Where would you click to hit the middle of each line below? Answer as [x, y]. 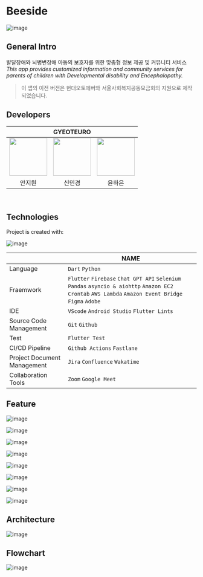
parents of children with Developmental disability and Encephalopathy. [95, 75]
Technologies [33, 217]
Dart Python [84, 269]
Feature [21, 404]
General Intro [31, 47]
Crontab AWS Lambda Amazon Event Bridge [125, 294]
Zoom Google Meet [92, 379]
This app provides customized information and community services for [95, 69]
